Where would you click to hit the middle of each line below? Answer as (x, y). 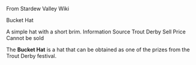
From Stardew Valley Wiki (38, 9)
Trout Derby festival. (31, 56)
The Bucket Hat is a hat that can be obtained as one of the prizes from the (98, 49)
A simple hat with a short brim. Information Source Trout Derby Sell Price (96, 32)
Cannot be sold (25, 38)
